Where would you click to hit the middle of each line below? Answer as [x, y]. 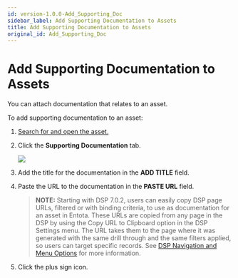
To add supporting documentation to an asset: [75, 118]
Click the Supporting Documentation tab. [79, 145]
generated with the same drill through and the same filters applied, [133, 238]
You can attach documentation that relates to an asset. [88, 104]
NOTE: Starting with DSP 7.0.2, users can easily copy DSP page [129, 200]
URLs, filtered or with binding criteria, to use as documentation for [133, 208]
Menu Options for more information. [88, 253]
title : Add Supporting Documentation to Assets [79, 27]
